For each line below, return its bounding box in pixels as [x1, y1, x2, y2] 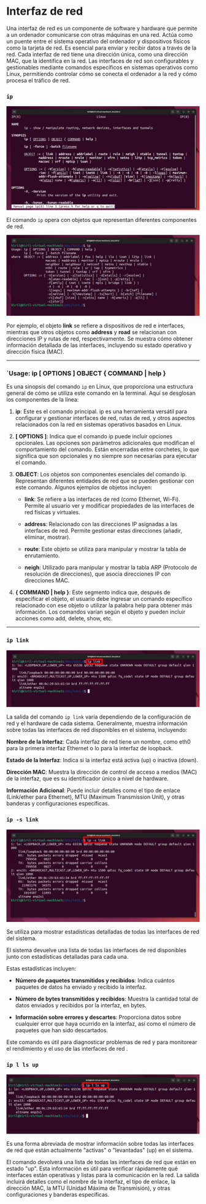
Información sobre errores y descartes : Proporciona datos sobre [15, 1013, 181, 1021]
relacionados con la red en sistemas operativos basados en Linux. [15, 421, 183, 429]
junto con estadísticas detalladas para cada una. [6, 953, 129, 960]
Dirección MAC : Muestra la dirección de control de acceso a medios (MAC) [6, 768, 197, 776]
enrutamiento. [24, 552, 60, 559]
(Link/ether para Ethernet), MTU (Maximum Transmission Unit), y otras [6, 793, 185, 801]
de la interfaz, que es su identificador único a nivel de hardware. [6, 775, 169, 782]
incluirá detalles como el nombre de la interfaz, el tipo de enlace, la [6, 1178, 176, 1185]
